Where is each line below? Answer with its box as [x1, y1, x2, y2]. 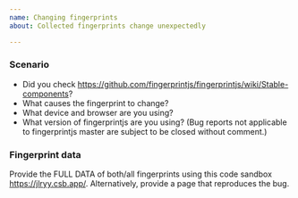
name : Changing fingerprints [9, 12, 118, 22]
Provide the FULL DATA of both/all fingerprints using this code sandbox [9, 169, 273, 179]
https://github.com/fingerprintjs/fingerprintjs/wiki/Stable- [77, 78, 289, 89]
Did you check [21, 78, 76, 89]
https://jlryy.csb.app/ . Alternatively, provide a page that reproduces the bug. [9, 178, 290, 189]
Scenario [9, 59, 49, 71]
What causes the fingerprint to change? [21, 97, 169, 108]
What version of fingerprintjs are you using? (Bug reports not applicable [21, 117, 288, 128]
